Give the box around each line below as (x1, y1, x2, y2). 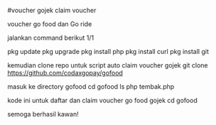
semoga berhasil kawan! (7, 110, 80, 118)
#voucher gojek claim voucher (7, 6, 97, 14)
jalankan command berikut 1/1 (7, 33, 94, 42)
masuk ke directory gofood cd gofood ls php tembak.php (7, 82, 175, 91)
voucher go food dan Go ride (7, 20, 92, 28)
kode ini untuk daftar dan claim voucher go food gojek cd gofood (7, 96, 198, 104)
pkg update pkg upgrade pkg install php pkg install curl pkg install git (7, 48, 210, 55)
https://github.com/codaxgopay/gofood (7, 69, 123, 77)
